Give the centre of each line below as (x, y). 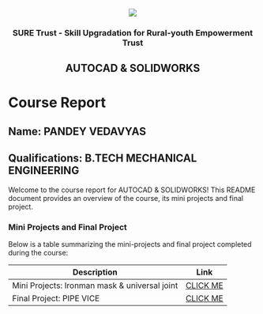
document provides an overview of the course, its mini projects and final (126, 198)
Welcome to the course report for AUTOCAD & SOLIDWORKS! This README (132, 190)
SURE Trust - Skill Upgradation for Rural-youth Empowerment (133, 32)
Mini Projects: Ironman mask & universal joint (95, 286)
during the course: (38, 253)
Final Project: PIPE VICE (56, 298)
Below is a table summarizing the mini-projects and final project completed (130, 244)
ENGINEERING (44, 170)
